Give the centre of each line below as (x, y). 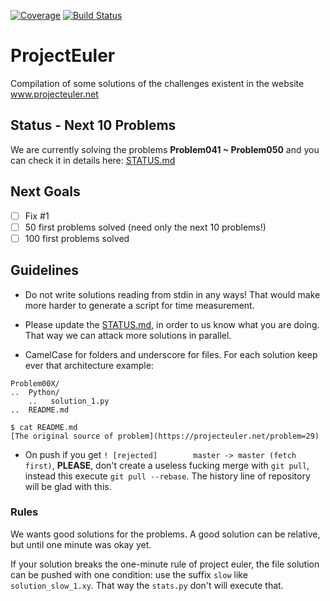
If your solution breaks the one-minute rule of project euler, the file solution (165, 564)
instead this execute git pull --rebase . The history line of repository (167, 476)
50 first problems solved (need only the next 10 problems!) (145, 227)
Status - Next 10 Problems (93, 125)
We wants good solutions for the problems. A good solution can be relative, (165, 534)
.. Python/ (35, 392)
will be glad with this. (68, 486)
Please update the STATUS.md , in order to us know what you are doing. (172, 324)
